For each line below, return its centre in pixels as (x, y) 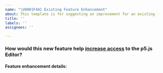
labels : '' (16, 23)
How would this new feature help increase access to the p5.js (79, 49)
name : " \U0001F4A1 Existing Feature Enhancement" (56, 9)
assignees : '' (19, 28)
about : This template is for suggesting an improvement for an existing (80, 14)
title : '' (15, 18)
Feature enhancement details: (36, 66)
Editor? (14, 55)
